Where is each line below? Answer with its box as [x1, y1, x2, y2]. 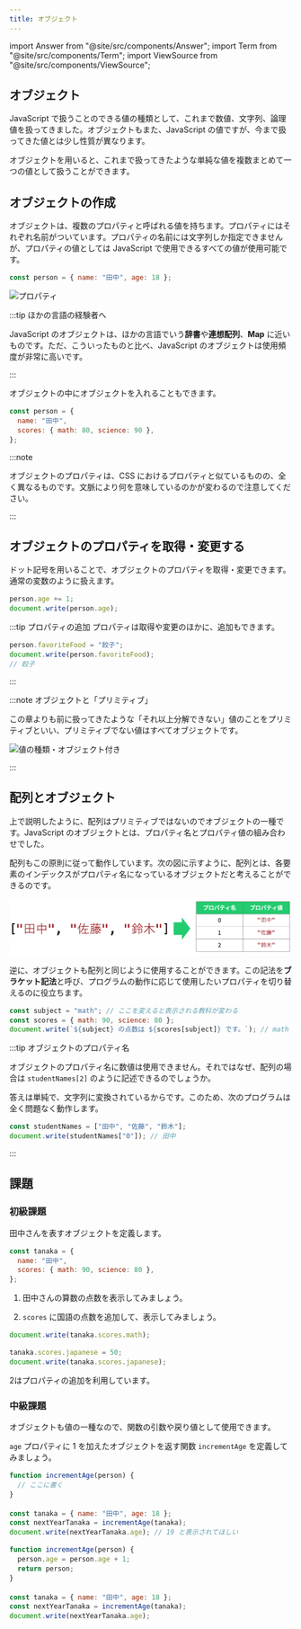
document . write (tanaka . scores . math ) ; [9, 1331, 151, 1340]
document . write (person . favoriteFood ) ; [9, 650, 155, 660]
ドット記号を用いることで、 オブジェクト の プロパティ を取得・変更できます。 [9, 565, 291, 575]
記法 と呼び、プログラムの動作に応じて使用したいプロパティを [40, 975, 269, 986]
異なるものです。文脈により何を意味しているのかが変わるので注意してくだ [16, 481, 292, 492]
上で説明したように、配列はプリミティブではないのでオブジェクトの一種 [9, 815, 277, 826]
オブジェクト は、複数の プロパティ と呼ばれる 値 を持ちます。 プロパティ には [9, 220, 283, 231]
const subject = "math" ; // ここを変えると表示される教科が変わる [9, 1006, 239, 1015]
